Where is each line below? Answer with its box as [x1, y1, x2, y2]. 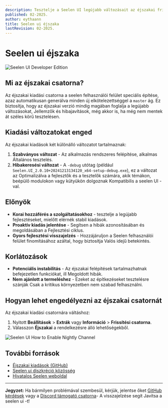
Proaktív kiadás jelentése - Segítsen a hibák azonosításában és [12, 222, 145, 228]
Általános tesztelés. [12, 156, 53, 162]
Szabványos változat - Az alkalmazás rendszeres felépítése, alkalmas [12, 151, 157, 157]
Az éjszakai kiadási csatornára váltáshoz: [5, 310, 90, 316]
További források [5, 349, 60, 357]
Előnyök [5, 198, 31, 207]
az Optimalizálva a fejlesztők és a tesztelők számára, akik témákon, [12, 172, 151, 178]
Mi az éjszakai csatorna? [5, 79, 84, 87]
